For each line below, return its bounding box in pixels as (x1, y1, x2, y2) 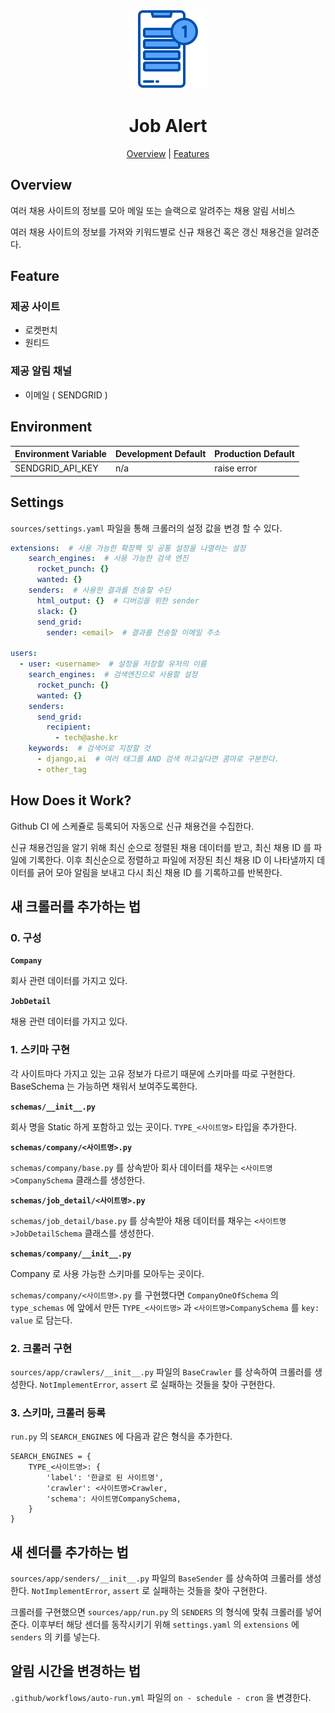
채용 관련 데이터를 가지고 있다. (10, 1015, 128, 1028)
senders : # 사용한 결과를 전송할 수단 (28, 585, 172, 596)
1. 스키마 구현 (10, 1043, 71, 1057)
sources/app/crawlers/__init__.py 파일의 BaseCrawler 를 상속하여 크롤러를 (10, 1365, 313, 1378)
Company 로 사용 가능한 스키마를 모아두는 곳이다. (10, 1267, 205, 1279)
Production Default (214, 448, 295, 460)
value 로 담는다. (10, 1314, 73, 1326)
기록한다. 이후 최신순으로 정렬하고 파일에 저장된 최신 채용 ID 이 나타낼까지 (28, 854, 315, 866)
